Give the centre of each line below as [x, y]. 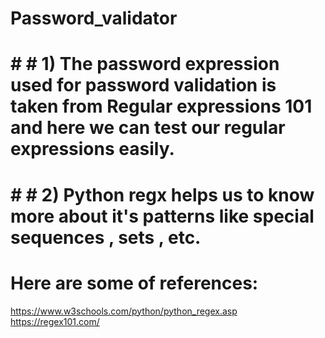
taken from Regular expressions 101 [161, 106]
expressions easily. [92, 149]
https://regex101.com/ [55, 321]
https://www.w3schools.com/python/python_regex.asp [124, 311]
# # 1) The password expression [145, 64]
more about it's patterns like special [162, 216]
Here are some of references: [134, 283]
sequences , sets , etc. [106, 237]
